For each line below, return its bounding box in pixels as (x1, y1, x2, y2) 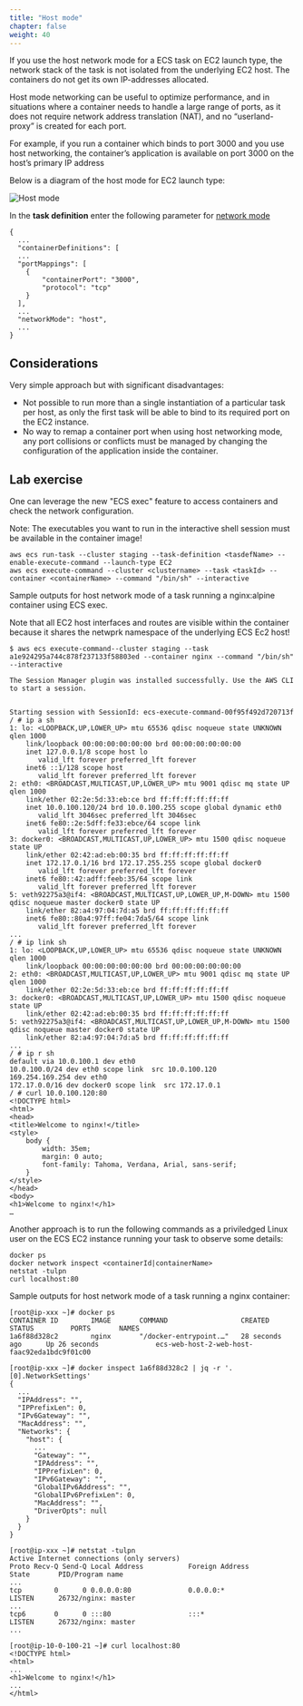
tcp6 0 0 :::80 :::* (9, 1610, 205, 1619)
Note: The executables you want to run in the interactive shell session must (9, 523, 290, 533)
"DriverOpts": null (33, 1506, 107, 1516)
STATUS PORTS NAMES (9, 1324, 141, 1333)
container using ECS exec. (9, 600, 108, 610)
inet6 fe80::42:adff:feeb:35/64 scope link (25, 874, 193, 883)
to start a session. (9, 684, 88, 693)
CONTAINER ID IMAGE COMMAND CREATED (9, 1316, 270, 1325)
